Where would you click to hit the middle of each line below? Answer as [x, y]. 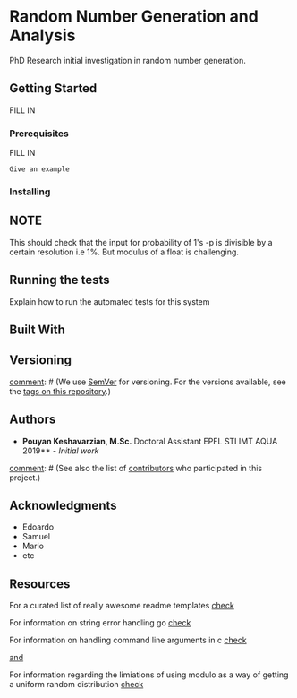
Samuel [36, 537]
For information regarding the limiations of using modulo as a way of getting [149, 675]
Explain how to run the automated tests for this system [110, 301]
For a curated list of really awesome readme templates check [122, 606]
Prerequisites [39, 134]
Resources [40, 584]
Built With [37, 329]
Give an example [39, 169]
